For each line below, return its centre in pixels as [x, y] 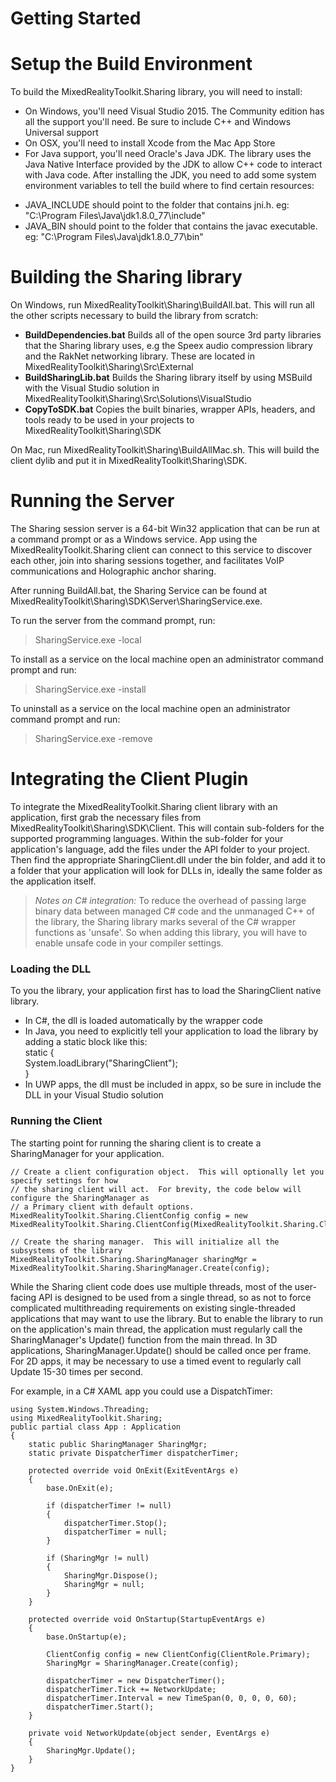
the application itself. [53, 881]
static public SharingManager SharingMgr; [118, 1444]
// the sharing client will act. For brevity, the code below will [156, 1189]
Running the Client [56, 1121]
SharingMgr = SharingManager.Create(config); [143, 1663]
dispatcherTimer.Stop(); [115, 1523]
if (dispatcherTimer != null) [109, 1505]
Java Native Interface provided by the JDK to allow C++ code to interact [173, 164]
